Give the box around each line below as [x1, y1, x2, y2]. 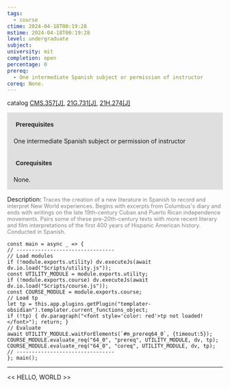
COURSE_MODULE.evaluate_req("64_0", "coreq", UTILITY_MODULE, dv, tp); [7, 343, 216, 350]
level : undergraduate [7, 36, 69, 43]
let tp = [7, 301, 32, 308]
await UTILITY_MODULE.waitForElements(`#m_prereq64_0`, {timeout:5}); [7, 330, 213, 338]
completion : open [7, 55, 57, 62]
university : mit [7, 49, 53, 56]
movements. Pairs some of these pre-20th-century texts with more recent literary [7, 215, 218, 223]
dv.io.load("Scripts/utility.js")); [7, 265, 112, 271]
